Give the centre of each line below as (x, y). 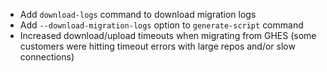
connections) (47, 57)
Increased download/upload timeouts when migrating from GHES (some (168, 35)
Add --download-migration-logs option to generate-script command (161, 25)
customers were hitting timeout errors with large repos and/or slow (157, 46)
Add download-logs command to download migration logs (138, 14)
